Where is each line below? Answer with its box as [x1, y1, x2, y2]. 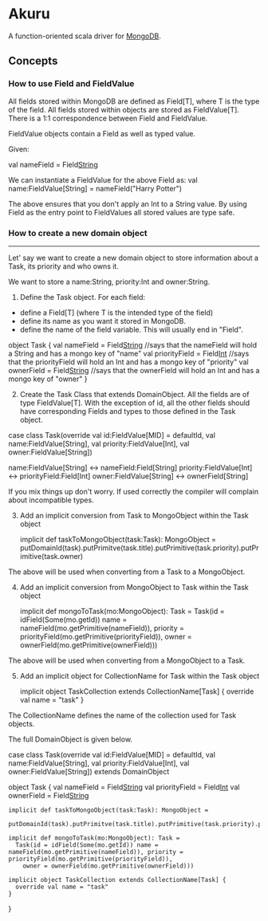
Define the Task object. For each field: [19, 292, 146, 301]
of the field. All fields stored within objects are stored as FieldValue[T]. [8, 104, 239, 114]
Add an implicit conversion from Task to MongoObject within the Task [19, 510, 249, 520]
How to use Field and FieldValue [8, 78, 135, 89]
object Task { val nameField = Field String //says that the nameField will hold [8, 340, 258, 349]
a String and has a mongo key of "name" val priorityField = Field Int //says [8, 348, 250, 358]
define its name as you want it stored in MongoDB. [19, 316, 186, 325]
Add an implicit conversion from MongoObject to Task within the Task [19, 582, 249, 592]
